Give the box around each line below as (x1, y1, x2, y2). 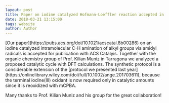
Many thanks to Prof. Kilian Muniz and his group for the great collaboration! (5, 92, 162, 98)
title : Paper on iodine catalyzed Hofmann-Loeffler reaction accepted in (5, 12, 164, 17)
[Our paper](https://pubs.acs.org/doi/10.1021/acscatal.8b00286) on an (5, 40, 152, 46)
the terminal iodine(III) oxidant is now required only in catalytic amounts (5, 77, 154, 83)
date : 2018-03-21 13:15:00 (5, 17, 62, 22)
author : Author (5, 26, 37, 31)
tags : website (5, 21, 35, 27)
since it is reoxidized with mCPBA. (5, 82, 77, 88)
